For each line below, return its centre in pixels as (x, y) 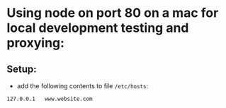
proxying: (36, 43)
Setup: (22, 69)
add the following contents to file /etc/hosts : (83, 86)
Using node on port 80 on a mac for (113, 13)
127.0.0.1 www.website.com (50, 99)
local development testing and (98, 28)
